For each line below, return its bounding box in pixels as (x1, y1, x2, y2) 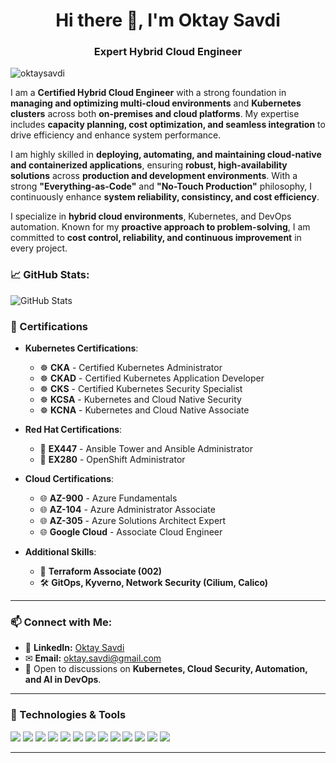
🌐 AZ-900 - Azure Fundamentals (39, 492, 178, 504)
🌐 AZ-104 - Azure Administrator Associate (39, 504, 216, 516)
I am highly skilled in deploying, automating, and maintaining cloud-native (10, 149, 322, 161)
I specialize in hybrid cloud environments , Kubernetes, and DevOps (10, 210, 292, 223)
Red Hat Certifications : (24, 424, 123, 436)
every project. (10, 242, 68, 254)
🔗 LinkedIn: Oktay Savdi (24, 642, 125, 654)
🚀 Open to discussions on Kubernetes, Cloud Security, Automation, (24, 663, 308, 675)
